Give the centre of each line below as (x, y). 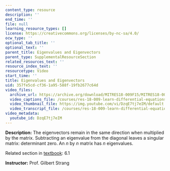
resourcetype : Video (27, 71)
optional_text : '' (25, 48)
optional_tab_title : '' (30, 43)
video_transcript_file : (35, 109)
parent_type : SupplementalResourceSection (51, 57)
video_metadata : (22, 114)
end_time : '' (19, 19)
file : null (17, 24)
